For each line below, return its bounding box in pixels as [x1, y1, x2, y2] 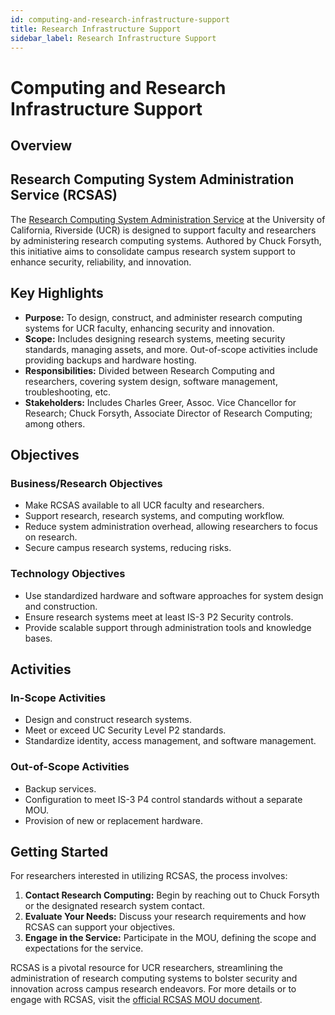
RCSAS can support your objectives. [24, 921, 176, 933]
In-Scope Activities [10, 691, 107, 705]
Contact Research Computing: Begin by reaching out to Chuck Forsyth [24, 889, 320, 901]
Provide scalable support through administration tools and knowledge [24, 621, 312, 633]
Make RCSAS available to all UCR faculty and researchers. [24, 499, 265, 511]
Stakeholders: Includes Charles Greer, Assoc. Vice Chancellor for [24, 396, 297, 408]
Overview [10, 137, 73, 154]
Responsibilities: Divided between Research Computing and [24, 364, 275, 376]
